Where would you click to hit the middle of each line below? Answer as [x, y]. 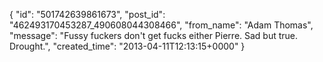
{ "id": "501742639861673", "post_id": [87, 14]
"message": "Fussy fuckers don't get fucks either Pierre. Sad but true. [154, 35]
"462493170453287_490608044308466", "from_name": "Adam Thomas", [161, 25]
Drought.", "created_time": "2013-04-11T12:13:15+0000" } [127, 46]
